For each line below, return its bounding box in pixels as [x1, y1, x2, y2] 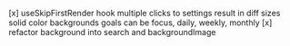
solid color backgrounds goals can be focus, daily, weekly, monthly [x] [8, 17, 273, 28]
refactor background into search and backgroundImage [8, 27, 216, 37]
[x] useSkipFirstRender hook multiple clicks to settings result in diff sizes [8, 8, 281, 18]
